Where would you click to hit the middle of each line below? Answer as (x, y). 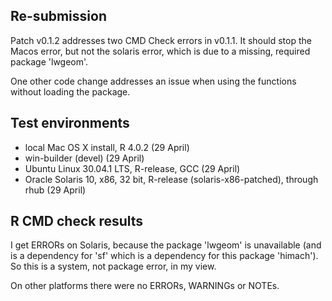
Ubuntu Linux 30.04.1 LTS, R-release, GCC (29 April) (132, 168)
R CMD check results (77, 221)
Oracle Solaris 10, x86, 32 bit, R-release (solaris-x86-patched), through (171, 179)
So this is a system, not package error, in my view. (113, 266)
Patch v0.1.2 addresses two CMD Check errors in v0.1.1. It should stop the (161, 40)
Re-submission (58, 16)
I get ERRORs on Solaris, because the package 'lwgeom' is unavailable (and (166, 245)
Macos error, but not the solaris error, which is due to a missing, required (160, 51)
